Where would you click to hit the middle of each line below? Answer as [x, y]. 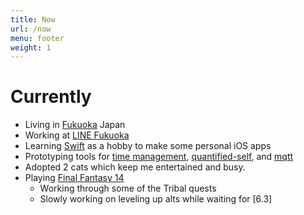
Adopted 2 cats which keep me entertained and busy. [135, 167]
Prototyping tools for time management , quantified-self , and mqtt [159, 157]
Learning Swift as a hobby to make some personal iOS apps [148, 146]
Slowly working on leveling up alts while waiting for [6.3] [156, 199]
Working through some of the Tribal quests [128, 188]
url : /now [31, 29]
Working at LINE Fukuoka [77, 135]
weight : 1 [31, 47]
